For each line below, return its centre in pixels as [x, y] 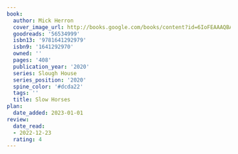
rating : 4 [27, 139]
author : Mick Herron [43, 21]
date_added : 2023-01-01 [48, 113]
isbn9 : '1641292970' [43, 47]
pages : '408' [32, 60]
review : [18, 119]
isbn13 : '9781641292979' [50, 40]
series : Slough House [45, 73]
